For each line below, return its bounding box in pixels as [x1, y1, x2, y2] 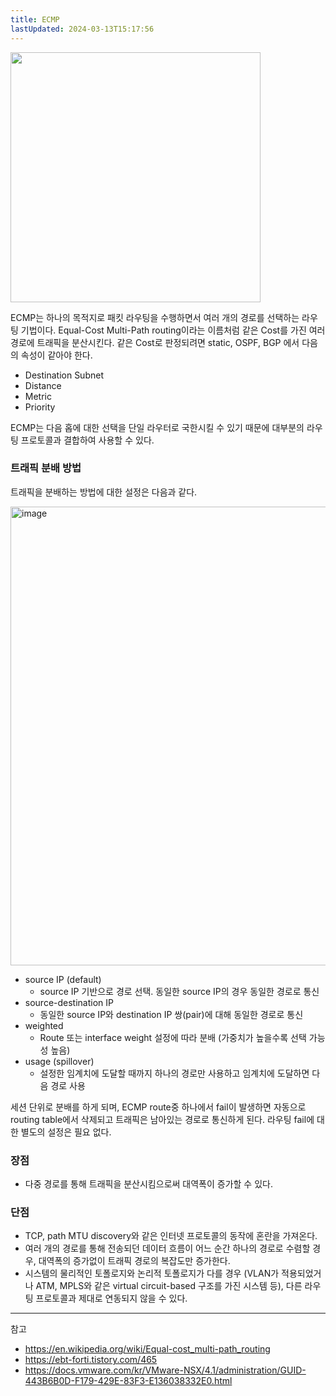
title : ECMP [10, 14, 60, 25]
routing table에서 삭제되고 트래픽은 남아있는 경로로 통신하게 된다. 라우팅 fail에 [10, 1113, 315, 1125]
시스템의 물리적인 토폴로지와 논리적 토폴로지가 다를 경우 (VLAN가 [24, 1267, 280, 1280]
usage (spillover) [24, 1055, 95, 1067]
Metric [24, 390, 52, 402]
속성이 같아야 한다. [20, 349, 93, 361]
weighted [24, 1019, 64, 1031]
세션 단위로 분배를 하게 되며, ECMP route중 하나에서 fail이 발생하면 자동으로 [10, 1101, 307, 1113]
